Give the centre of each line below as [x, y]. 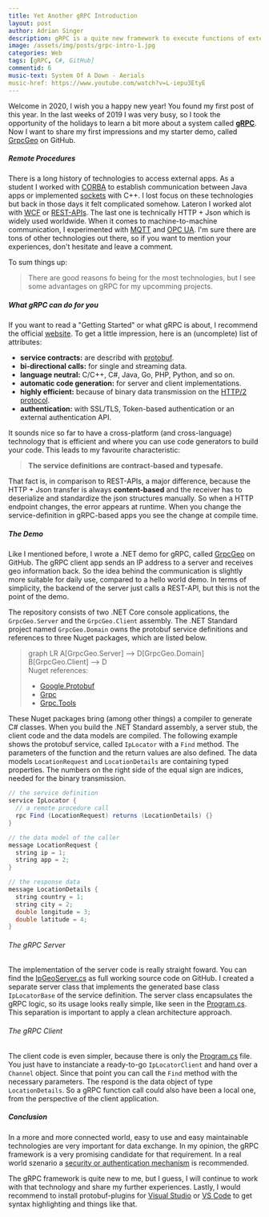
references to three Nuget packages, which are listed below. [108, 638]
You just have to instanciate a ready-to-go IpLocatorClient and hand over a [133, 1064]
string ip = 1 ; [41, 852]
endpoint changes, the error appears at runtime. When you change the [125, 507]
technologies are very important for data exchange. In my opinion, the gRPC [134, 1146]
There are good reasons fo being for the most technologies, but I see [142, 278]
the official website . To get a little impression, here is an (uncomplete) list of [133, 333]
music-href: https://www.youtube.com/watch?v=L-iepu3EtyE [107, 83]
